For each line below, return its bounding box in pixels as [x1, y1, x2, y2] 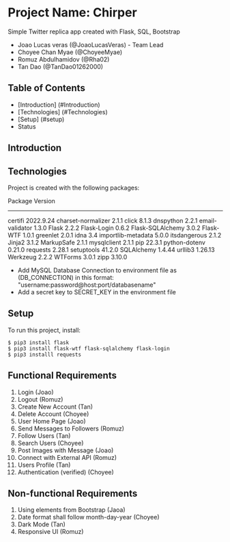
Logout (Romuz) [17, 395, 63, 403]
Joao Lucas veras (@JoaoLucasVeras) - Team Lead [17, 40, 164, 49]
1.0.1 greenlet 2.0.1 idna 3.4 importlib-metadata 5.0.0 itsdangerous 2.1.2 [23, 231, 222, 239]
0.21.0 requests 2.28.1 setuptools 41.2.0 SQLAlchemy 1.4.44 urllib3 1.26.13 [8, 245, 215, 254]
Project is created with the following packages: [8, 183, 140, 192]
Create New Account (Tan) [17, 402, 94, 411]
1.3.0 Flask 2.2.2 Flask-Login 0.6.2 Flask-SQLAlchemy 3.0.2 [33, 224, 201, 232]
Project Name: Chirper [8, 5, 137, 21]
